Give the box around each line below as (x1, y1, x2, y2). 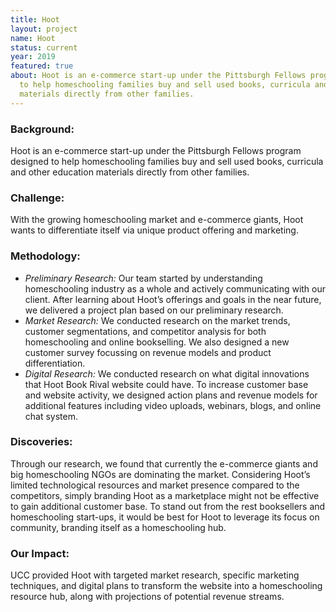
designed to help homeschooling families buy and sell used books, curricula (10, 155, 324, 167)
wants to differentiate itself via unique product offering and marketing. (10, 224, 299, 236)
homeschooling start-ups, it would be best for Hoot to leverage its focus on (10, 511, 320, 523)
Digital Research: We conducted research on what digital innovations (24, 367, 310, 380)
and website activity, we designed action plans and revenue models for (24, 389, 318, 401)
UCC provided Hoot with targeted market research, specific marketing (10, 569, 300, 581)
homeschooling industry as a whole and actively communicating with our (24, 282, 327, 295)
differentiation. (24, 357, 86, 369)
